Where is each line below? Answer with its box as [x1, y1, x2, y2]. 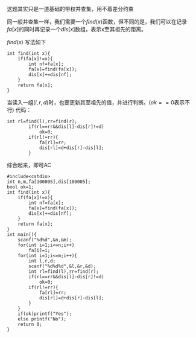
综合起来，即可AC [7, 162, 52, 168]
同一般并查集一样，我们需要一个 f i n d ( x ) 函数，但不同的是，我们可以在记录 [7, 18, 188, 25]
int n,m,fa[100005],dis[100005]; [7, 179, 91, 185]
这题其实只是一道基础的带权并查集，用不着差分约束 [7, 5, 134, 12]
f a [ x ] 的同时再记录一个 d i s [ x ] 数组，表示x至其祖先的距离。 [7, 26, 147, 33]
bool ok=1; [7, 184, 34, 190]
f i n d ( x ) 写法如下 [7, 39, 46, 45]
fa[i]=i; [28, 247, 51, 253]
